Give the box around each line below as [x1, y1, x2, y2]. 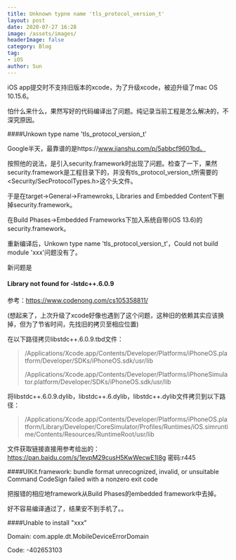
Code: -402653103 [7, 545, 63, 554]
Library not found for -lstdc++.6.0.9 [7, 280, 114, 288]
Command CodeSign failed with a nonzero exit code [7, 475, 158, 483]
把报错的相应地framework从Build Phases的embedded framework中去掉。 [7, 489, 221, 497]
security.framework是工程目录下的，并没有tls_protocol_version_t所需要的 [7, 168, 218, 176]
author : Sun [7, 63, 42, 70]
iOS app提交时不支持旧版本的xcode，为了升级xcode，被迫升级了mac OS [7, 82, 218, 92]
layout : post [7, 17, 46, 24]
